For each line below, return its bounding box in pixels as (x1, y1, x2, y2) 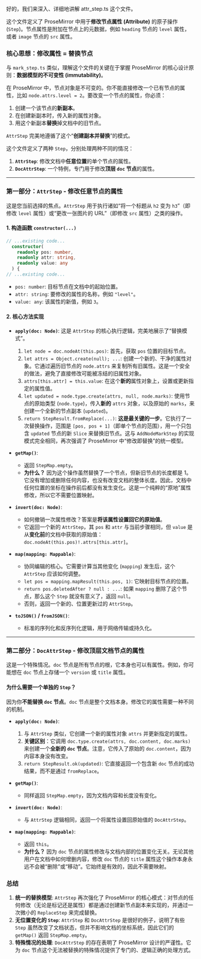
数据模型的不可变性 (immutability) (17, 71, 102, 79)
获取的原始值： (65, 531, 103, 538)
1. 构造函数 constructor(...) (6, 224, 77, 232)
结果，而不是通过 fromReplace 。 (23, 767, 103, 775)
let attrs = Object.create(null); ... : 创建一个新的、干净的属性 (23, 355, 187, 362)
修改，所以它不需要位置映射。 (23, 492, 98, 499)
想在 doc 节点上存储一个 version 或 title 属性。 (11, 668, 129, 676)
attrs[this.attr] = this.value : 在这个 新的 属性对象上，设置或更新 (23, 377, 189, 385)
